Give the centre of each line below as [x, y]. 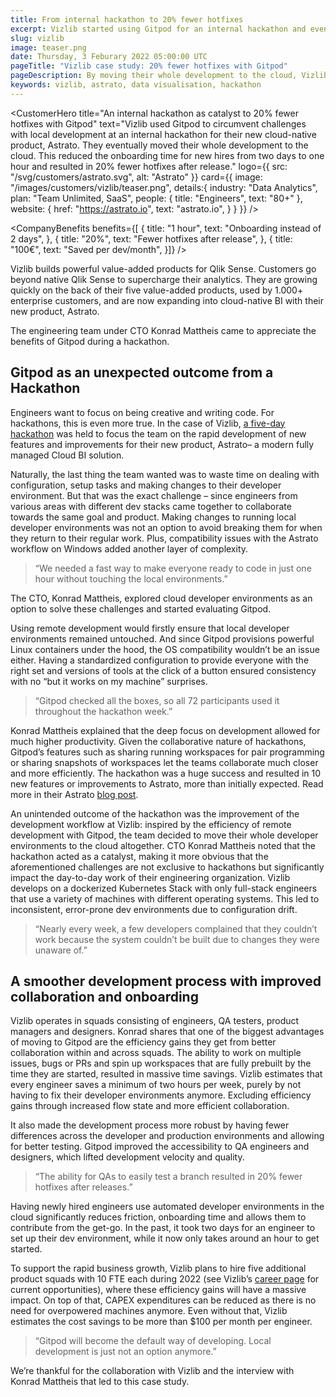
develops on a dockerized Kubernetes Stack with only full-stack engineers [164, 888]
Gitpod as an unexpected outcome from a [142, 372]
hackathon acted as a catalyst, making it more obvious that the [139, 856]
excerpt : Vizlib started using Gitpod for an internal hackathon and [158, 29]
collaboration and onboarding [104, 996]
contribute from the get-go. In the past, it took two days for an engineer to [163, 1228]
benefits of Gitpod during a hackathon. [90, 341]
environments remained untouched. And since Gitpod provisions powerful [162, 638]
